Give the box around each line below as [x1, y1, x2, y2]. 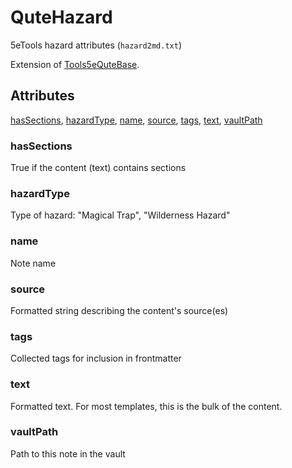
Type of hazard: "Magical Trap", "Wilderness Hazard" [10, 209, 231, 221]
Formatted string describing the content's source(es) [10, 304, 229, 316]
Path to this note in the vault [10, 447, 126, 460]
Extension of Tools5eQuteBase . [10, 58, 140, 70]
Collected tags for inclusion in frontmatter [10, 352, 182, 365]
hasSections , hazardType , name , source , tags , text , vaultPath [10, 114, 263, 126]
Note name [10, 257, 57, 269]
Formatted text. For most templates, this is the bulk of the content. [10, 400, 283, 412]
